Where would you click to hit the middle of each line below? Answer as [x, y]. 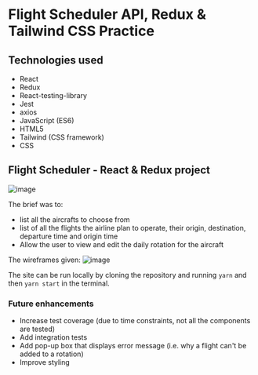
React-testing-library [53, 95]
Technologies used [56, 60]
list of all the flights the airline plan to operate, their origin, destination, [133, 228]
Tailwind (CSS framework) [62, 137]
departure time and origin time [69, 236]
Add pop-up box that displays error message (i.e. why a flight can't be [133, 346]
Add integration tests [53, 337]
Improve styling [45, 362]
